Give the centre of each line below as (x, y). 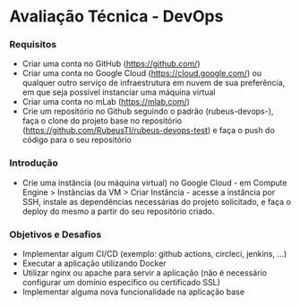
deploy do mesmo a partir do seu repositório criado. (118, 211)
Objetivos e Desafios (56, 234)
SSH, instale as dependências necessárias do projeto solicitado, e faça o (156, 201)
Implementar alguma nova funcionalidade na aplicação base (133, 292)
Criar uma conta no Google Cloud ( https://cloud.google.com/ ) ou (142, 73)
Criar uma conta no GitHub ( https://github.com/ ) (111, 64)
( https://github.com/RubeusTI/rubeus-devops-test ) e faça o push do (148, 131)
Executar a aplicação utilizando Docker (94, 263)
